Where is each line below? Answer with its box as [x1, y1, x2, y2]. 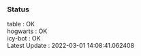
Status [7, 5, 29, 14]
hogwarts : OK [7, 27, 48, 35]
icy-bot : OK [7, 34, 41, 43]
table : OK [7, 20, 35, 28]
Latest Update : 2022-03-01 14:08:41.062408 [7, 42, 135, 50]
